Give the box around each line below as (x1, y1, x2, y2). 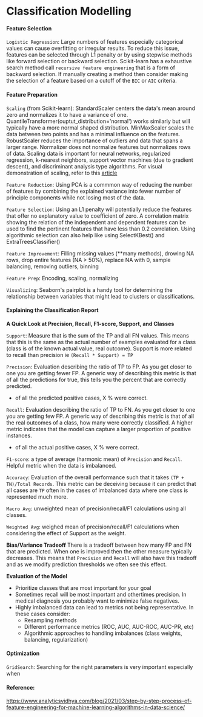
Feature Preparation (6, 91, 58, 98)
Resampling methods (24, 616, 77, 624)
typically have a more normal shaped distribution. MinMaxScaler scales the (6, 123, 194, 131)
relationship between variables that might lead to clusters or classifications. (6, 293, 195, 300)
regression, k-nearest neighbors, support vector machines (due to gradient (6, 156, 194, 164)
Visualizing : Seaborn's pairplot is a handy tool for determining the (6, 286, 173, 293)
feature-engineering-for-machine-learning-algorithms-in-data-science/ (6, 704, 185, 711)
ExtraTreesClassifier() (6, 238, 61, 245)
